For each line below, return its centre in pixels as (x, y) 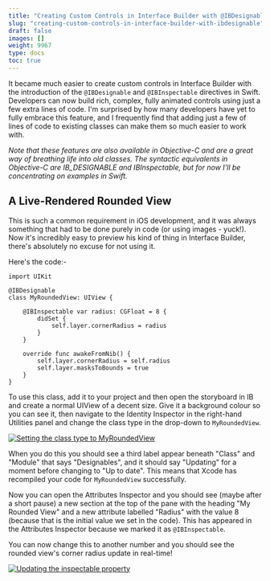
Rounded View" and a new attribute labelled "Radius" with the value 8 (124, 512)
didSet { (52, 318)
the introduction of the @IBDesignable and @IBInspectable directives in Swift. (135, 92)
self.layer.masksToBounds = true (93, 368)
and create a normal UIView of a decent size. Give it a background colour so (135, 405)
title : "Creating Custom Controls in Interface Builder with (113, 16)
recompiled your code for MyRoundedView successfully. (98, 479)
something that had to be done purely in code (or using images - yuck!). (127, 229)
